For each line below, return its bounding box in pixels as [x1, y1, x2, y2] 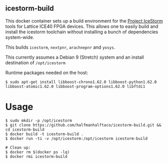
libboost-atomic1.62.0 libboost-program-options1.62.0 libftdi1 [5, 84, 145, 89]
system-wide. [5, 34, 34, 40]
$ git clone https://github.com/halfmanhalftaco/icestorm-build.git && [5, 122, 161, 127]
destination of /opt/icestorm [5, 59, 66, 66]
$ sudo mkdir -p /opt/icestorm [5, 118, 72, 123]
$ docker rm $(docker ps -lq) [5, 149, 70, 155]
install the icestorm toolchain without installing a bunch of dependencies [5, 28, 158, 35]
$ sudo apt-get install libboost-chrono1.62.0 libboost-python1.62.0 [5, 79, 157, 84]
